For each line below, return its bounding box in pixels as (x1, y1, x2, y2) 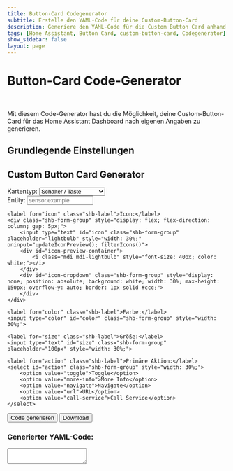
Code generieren (10, 414, 54, 422)
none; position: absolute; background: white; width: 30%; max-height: (7, 278, 220, 286)
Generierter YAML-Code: (7, 432, 94, 442)
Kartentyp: (7, 187, 38, 196)
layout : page (7, 43, 45, 50)
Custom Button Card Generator (7, 169, 145, 181)
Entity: (7, 196, 26, 204)
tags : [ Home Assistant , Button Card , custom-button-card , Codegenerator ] (7, 29, 227, 37)
